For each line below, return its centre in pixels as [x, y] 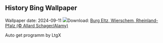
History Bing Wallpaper [41, 8]
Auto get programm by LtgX [33, 35]
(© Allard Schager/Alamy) [42, 25]
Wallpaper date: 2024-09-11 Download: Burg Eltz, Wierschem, [70, 20]
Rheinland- [147, 20]
